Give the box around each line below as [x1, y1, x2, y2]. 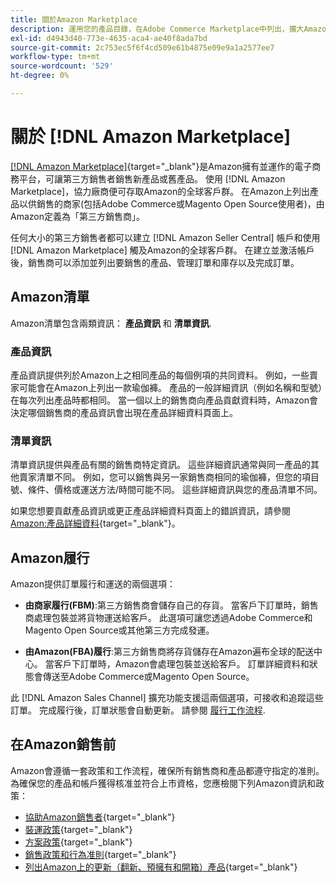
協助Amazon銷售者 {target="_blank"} [24, 811, 176, 823]
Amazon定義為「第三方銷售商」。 [10, 210, 145, 222]
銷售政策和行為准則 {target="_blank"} [24, 848, 177, 860]
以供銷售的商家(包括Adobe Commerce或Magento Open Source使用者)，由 [18, 197, 325, 210]
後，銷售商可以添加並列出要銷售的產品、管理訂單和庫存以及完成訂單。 [10, 256, 300, 268]
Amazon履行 [10, 549, 90, 566]
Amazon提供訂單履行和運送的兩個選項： [10, 578, 176, 590]
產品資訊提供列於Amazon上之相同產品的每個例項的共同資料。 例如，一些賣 [10, 369, 318, 381]
